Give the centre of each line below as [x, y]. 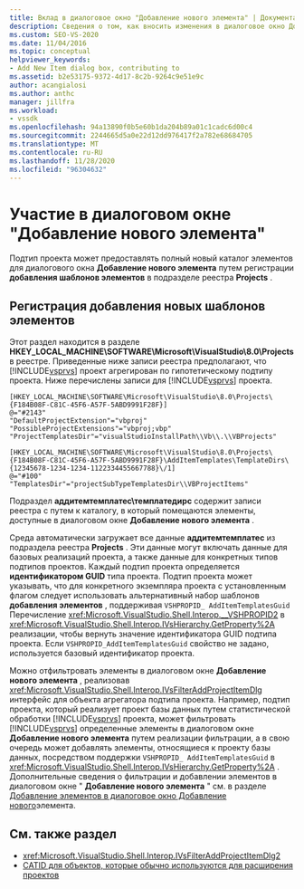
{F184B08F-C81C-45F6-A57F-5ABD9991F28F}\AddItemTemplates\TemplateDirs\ [149, 461]
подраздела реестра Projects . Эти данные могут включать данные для [148, 548]
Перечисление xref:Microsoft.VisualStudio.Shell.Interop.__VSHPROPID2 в [147, 615]
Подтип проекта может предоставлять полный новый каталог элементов [152, 258]
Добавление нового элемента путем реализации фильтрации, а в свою [150, 738]
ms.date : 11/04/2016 [48, 43]
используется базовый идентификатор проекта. [102, 654]
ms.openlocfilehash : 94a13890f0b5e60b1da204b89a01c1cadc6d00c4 [131, 128]
